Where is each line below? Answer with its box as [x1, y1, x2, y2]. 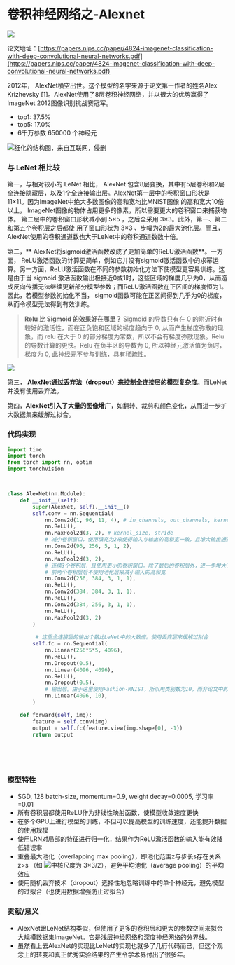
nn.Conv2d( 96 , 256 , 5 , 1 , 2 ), [44, 542, 133, 550]
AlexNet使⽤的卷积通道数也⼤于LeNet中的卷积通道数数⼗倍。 [7, 233, 183, 241]
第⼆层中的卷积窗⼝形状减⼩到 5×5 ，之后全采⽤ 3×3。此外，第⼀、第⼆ [20, 215, 227, 224]
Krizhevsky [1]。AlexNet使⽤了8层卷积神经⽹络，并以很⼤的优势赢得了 [7, 90, 210, 98]
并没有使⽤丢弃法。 [7, 387, 63, 395]
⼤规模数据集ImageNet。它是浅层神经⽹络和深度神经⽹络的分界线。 [17, 933, 211, 941]
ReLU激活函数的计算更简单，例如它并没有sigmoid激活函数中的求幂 [20, 256, 213, 265]
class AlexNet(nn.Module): [7, 491, 86, 498]
